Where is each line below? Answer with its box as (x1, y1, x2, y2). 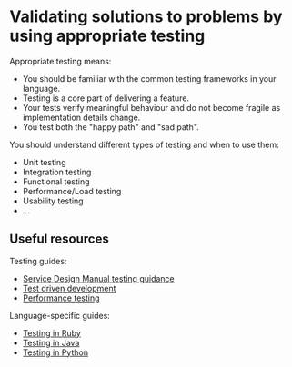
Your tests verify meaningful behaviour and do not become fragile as (22, 102, 281, 113)
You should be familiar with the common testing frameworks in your (22, 73, 277, 84)
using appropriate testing (9, 25, 206, 46)
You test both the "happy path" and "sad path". (22, 121, 200, 133)
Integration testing (22, 166, 92, 177)
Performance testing (22, 293, 100, 303)
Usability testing (22, 195, 84, 206)
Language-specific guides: (9, 310, 111, 321)
